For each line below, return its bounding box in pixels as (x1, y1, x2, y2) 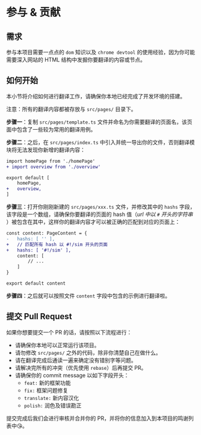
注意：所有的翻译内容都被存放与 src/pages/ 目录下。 (6, 105, 137, 112)
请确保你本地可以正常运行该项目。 (14, 341, 100, 349)
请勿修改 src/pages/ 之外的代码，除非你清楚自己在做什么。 (14, 349, 161, 356)
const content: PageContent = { (6, 230, 87, 237)
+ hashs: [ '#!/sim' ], (6, 247, 71, 253)
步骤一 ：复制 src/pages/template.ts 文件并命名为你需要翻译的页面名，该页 (6, 118, 193, 125)
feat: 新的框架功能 (23, 379, 71, 386)
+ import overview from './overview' (6, 164, 101, 170)
